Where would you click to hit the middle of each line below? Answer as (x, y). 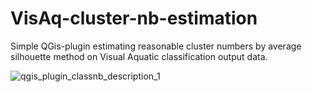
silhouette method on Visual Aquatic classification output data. (139, 56)
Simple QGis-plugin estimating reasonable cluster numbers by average (156, 46)
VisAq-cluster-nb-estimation (134, 18)
